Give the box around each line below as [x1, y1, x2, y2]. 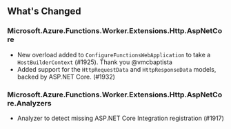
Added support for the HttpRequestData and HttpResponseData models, [17, 65, 217, 73]
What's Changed [7, 6, 81, 17]
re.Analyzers [7, 98, 52, 108]
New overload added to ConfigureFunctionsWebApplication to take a [17, 50, 211, 59]
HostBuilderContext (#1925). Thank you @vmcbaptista [17, 58, 172, 66]
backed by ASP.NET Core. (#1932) [17, 72, 116, 81]
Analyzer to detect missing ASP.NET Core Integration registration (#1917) [17, 114, 224, 122]
